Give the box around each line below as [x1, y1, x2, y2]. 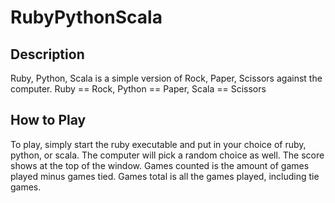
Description [10, 46, 85, 63]
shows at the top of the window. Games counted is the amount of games [10, 159, 310, 171]
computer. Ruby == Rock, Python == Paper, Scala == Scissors [10, 83, 267, 95]
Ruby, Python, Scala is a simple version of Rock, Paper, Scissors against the [10, 72, 323, 84]
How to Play [10, 112, 87, 129]
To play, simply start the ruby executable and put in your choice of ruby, [10, 138, 307, 150]
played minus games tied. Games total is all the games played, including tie [10, 170, 320, 182]
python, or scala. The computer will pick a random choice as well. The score [10, 149, 325, 161]
